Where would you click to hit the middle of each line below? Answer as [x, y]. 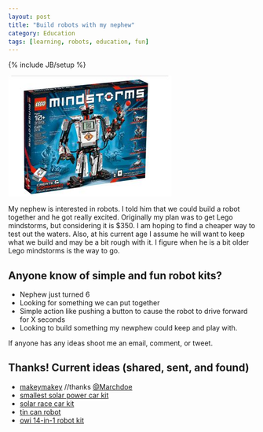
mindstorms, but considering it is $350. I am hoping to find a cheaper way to [132, 226]
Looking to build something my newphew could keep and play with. [128, 328]
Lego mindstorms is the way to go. [64, 251]
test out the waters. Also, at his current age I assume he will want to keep [126, 234]
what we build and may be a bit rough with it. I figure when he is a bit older [129, 242]
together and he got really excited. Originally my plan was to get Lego [121, 217]
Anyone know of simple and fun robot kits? [115, 275]
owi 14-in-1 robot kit [52, 420]
